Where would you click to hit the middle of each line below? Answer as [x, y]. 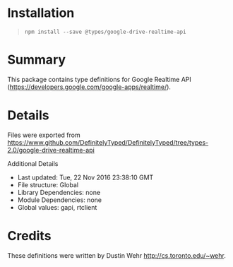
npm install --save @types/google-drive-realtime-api [105, 32]
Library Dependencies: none [59, 192]
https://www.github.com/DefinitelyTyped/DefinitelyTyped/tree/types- [108, 142]
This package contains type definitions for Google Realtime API [100, 79]
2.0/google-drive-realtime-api [51, 150]
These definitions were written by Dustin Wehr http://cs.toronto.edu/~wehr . [116, 255]
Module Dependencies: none [60, 200]
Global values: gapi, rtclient [57, 207]
